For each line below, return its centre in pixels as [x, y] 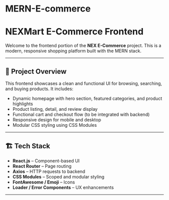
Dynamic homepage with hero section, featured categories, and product [87, 98]
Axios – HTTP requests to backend [49, 171]
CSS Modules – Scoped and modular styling [58, 176]
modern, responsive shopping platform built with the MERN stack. [73, 51]
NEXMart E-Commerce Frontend [74, 32]
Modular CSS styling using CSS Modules [55, 125]
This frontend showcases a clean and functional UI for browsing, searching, [84, 83]
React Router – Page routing [42, 166]
